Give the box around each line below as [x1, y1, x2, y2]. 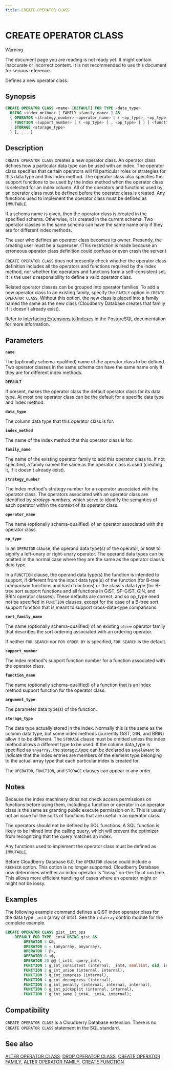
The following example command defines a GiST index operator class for [5, 909, 159, 915]
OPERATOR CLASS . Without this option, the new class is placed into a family [5, 295, 159, 301]
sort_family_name [5, 614, 42, 620]
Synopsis [5, 92, 36, 100]
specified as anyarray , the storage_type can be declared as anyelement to [5, 747, 160, 753]
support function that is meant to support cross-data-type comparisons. [5, 604, 158, 610]
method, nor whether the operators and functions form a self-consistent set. [5, 269, 166, 275]
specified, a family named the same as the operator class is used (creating [5, 462, 163, 468]
